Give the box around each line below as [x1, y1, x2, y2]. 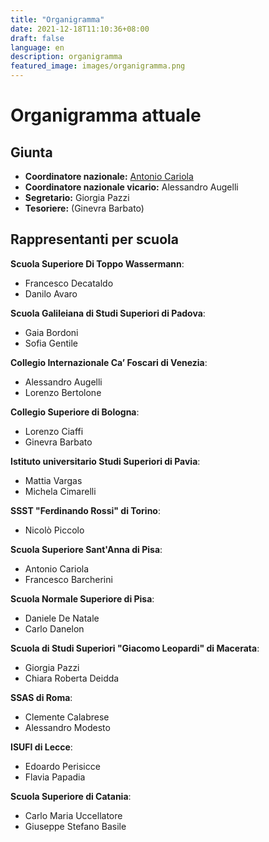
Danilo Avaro [24, 287, 78, 300]
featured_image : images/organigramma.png [10, 61, 186, 71]
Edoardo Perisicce [24, 760, 101, 772]
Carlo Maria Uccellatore [24, 809, 123, 821]
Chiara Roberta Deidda [24, 672, 120, 684]
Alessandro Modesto [24, 721, 111, 733]
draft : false [10, 33, 65, 43]
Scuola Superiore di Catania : [10, 790, 132, 802]
